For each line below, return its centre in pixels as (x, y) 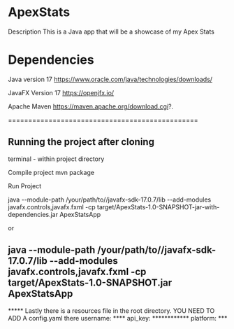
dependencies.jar (33, 214)
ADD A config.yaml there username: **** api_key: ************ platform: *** (118, 318)
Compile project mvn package (51, 172)
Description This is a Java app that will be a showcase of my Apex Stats (111, 31)
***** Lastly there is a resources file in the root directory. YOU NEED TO (111, 310)
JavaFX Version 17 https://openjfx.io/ (61, 92)
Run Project (25, 185)
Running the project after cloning (81, 142)
